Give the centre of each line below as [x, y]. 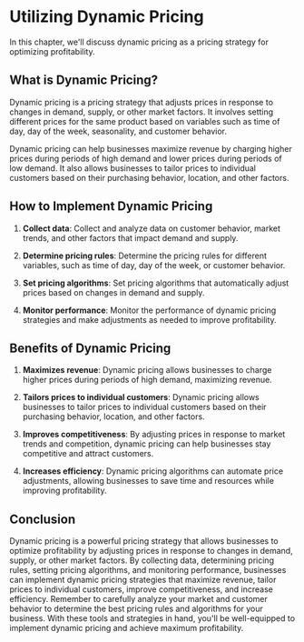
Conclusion [43, 519]
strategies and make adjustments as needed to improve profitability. [149, 319]
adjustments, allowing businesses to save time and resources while [148, 481]
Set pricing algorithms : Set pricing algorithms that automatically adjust [156, 283]
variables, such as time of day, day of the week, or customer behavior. [154, 265]
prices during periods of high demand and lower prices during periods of [146, 158]
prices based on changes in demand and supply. [113, 292]
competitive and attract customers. [88, 454]
